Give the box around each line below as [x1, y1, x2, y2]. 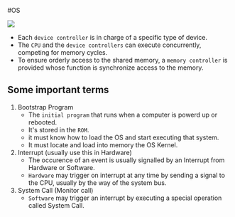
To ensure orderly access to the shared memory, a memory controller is [17, 56, 228, 64]
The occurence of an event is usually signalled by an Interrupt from [28, 156, 225, 164]
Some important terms [7, 84, 109, 96]
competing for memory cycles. [17, 48, 108, 56]
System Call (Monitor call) [17, 186, 94, 194]
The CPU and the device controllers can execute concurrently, [17, 41, 202, 49]
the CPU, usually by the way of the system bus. [28, 178, 167, 187]
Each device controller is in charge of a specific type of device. [17, 33, 208, 41]
